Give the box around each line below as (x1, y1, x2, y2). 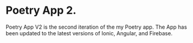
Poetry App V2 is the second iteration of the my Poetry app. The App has (5, 23, 188, 30)
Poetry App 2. (5, 4, 77, 17)
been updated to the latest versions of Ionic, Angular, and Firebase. (5, 29, 173, 36)
